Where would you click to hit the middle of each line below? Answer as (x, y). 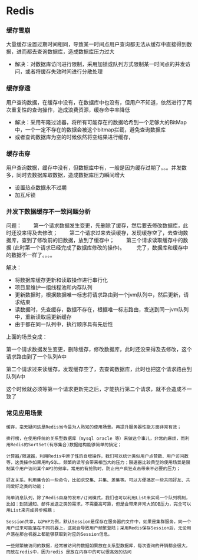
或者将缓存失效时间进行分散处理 (64, 71)
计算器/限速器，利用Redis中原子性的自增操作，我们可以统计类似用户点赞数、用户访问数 (97, 456)
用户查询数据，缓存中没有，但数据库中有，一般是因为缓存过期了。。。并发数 (96, 168)
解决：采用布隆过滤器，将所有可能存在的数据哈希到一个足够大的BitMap (101, 122)
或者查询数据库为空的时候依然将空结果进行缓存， (74, 137)
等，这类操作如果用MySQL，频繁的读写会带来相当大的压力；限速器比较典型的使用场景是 (96, 462)
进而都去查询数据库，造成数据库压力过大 (65, 52)
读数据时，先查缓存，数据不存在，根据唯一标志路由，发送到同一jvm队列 (102, 309)
